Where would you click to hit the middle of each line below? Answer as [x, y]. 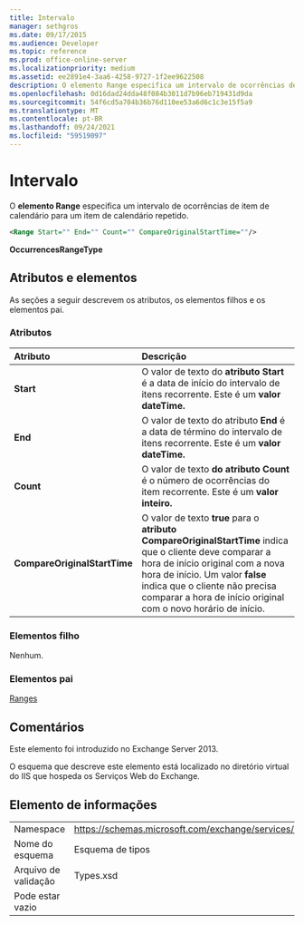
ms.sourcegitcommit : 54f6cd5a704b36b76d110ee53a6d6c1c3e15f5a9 [131, 102]
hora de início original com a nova [213, 563]
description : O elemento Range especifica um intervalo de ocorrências [147, 85]
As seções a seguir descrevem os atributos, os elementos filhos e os [138, 299]
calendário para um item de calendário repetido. [99, 215]
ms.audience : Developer [54, 43]
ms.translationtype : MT [54, 111]
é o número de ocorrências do [205, 480]
